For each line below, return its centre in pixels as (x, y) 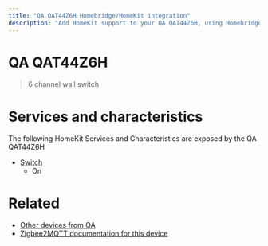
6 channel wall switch (63, 84)
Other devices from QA (57, 225)
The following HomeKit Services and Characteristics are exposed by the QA (132, 139)
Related (34, 203)
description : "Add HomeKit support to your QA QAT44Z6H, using (116, 23)
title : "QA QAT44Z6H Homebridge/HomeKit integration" (100, 16)
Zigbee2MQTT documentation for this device (94, 234)
